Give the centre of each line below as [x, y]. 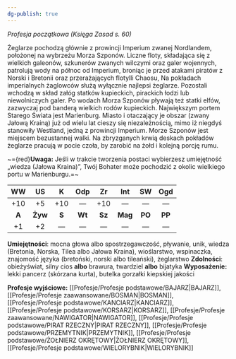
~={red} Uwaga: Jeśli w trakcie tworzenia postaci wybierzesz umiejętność [115, 159]
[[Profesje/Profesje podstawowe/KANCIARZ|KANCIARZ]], [91, 302]
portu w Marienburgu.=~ [43, 174]
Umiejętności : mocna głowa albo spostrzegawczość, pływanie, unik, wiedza [118, 244]
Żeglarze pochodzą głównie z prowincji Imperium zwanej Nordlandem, [110, 47]
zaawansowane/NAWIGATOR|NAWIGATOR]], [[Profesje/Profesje [100, 317]
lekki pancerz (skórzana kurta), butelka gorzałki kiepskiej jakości [101, 273]
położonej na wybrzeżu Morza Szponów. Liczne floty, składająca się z [109, 55]
